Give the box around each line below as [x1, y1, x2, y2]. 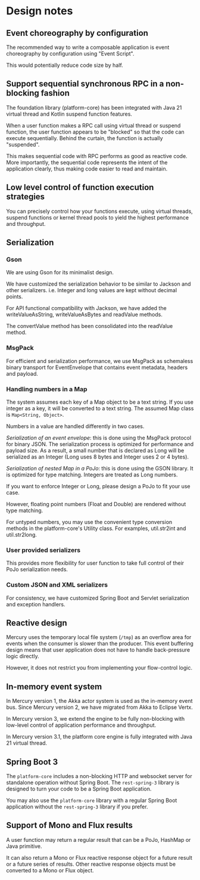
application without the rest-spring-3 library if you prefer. [6, 803, 148, 810]
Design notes [6, 4, 73, 18]
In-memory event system [6, 681, 102, 692]
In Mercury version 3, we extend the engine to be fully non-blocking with [6, 715, 185, 723]
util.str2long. [6, 531, 37, 538]
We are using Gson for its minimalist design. [6, 269, 114, 276]
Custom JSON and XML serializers [6, 581, 108, 589]
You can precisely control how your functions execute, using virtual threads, [6, 207, 193, 215]
